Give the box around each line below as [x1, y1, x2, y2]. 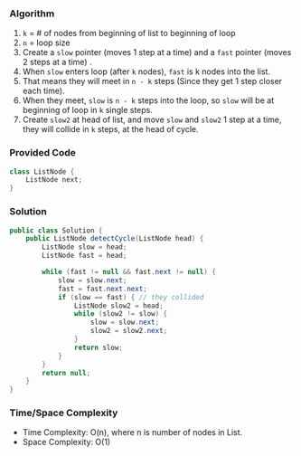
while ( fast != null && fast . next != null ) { [42, 268, 217, 277]
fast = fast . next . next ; [57, 284, 147, 293]
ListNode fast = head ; [42, 252, 127, 261]
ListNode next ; [25, 176, 83, 185]
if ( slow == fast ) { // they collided [57, 292, 204, 301]
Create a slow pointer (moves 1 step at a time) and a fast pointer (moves [22, 47, 292, 58]
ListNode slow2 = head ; [73, 301, 165, 310]
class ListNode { [9, 166, 75, 176]
